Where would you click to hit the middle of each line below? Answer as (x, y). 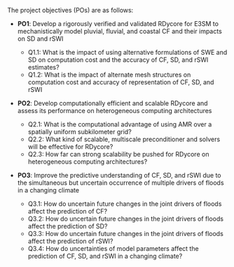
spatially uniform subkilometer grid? (80, 132)
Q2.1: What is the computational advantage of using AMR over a (120, 124)
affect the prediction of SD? (68, 226)
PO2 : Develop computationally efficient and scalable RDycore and (112, 103)
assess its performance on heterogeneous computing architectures (115, 111)
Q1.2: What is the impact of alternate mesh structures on (109, 74)
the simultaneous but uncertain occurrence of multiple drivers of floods (121, 183)
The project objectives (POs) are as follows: (70, 10)
